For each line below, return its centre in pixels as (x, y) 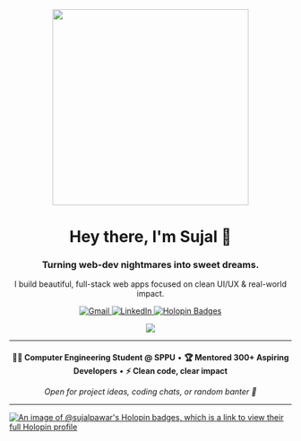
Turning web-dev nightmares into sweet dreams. (150, 265)
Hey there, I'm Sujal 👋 (150, 237)
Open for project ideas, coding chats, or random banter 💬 (150, 392)
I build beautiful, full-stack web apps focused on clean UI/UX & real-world (150, 284)
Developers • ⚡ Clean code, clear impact (150, 371)
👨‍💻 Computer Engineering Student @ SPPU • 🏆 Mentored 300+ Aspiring (150, 358)
